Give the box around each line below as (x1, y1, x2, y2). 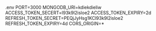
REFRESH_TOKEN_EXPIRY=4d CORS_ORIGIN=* (5, 20, 105, 26)
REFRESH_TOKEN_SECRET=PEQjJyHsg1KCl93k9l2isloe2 (5, 15, 123, 21)
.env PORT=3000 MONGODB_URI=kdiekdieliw (5, 5, 102, 10)
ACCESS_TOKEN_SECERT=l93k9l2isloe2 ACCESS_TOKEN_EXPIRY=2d (5, 10, 151, 16)
